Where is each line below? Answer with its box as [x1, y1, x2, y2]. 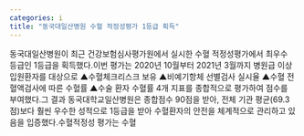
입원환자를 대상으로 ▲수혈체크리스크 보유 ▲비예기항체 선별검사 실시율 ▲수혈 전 [9, 70, 295, 82]
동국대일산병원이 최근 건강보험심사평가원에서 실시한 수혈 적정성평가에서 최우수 [9, 47, 288, 59]
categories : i [9, 13, 64, 23]
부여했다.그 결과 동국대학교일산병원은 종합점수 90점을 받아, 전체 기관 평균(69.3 [9, 93, 290, 105]
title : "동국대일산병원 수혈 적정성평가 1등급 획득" [9, 22, 180, 31]
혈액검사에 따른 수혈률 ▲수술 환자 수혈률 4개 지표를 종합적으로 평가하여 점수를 [9, 82, 288, 93]
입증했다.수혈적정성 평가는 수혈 [26, 116, 137, 128]
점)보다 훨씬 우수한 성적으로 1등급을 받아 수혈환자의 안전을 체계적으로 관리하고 [9, 105, 287, 116]
